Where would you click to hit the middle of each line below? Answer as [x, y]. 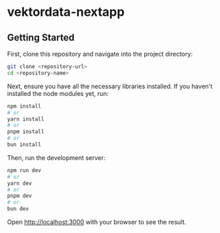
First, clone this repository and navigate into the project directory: [100, 54]
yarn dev [20, 183]
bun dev [18, 209]
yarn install [26, 119]
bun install [24, 145]
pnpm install [26, 132]
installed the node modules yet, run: [58, 93]
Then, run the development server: [56, 158]
